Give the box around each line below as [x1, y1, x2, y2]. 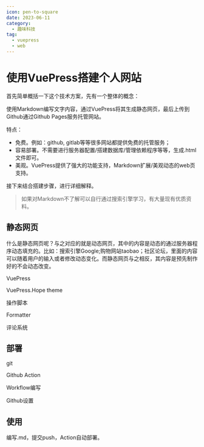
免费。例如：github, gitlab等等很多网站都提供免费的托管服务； [15, 138, 171, 146]
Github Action [6, 371, 41, 379]
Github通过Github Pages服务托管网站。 [6, 113, 104, 120]
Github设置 [6, 397, 34, 404]
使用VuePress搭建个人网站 [6, 71, 141, 85]
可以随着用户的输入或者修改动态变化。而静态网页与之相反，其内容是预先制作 [6, 255, 198, 262]
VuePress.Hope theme [6, 286, 63, 294]
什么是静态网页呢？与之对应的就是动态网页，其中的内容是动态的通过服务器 [6, 239, 192, 247]
